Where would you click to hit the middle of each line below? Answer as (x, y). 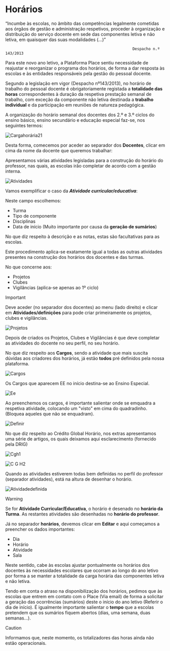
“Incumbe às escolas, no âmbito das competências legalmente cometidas (82, 23)
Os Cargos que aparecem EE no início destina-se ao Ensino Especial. (77, 383)
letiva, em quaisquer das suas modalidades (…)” (56, 40)
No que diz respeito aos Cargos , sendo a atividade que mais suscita (77, 353)
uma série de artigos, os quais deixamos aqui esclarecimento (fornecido (81, 439)
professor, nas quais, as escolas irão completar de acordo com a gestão (81, 165)
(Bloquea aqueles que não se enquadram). (50, 414)
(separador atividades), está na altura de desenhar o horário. (69, 479)
